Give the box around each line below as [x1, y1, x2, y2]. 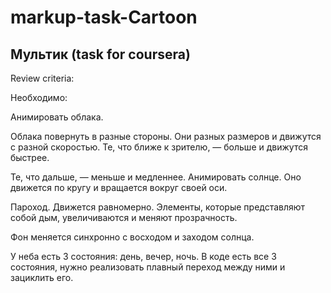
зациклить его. [10, 272, 74, 283]
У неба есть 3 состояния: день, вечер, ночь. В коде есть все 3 [10, 251, 277, 262]
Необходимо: [10, 92, 68, 103]
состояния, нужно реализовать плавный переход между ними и [10, 261, 286, 273]
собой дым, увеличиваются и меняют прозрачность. [10, 212, 238, 223]
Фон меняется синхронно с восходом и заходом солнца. [10, 231, 255, 243]
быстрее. [10, 152, 50, 163]
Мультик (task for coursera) [10, 46, 191, 63]
